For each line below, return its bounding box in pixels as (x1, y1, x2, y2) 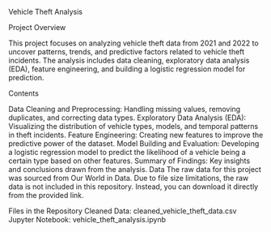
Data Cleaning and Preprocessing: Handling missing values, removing (8, 105, 241, 114)
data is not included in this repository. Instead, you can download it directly (8, 182, 259, 191)
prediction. (8, 73, 44, 82)
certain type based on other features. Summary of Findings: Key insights (8, 156, 251, 165)
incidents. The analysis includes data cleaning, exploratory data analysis (8, 56, 250, 65)
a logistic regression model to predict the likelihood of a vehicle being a (8, 148, 246, 157)
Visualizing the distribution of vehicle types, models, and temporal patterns (8, 122, 259, 131)
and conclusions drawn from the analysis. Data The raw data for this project (8, 165, 261, 174)
